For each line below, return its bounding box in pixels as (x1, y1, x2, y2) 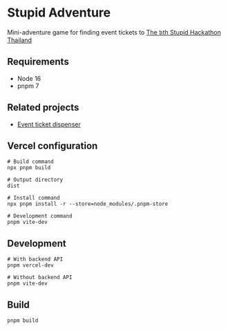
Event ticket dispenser (17, 120, 81, 129)
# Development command (7, 213, 73, 220)
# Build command (7, 158, 54, 165)
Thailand (7, 36, 32, 44)
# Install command (7, 195, 60, 202)
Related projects (7, 102, 79, 113)
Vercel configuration (7, 140, 98, 151)
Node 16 (17, 74, 41, 82)
